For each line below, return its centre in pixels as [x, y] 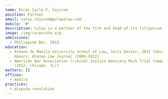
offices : [14, 75]
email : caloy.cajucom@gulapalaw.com [43, 19]
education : [16, 47]
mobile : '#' [17, 24]
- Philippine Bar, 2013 [34, 42]
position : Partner [24, 14]
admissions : [17, 38]
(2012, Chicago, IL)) [36, 65]
